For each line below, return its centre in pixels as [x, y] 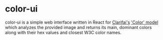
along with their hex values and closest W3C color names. [63, 32]
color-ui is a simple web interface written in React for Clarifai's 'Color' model [82, 22]
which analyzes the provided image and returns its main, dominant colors [79, 27]
